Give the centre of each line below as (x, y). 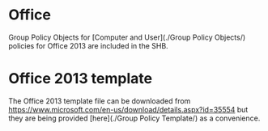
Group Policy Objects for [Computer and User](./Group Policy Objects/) (127, 37)
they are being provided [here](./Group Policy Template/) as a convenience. (134, 118)
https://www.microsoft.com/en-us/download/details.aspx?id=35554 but (128, 109)
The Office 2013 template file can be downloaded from (100, 101)
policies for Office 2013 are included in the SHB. (88, 45)
